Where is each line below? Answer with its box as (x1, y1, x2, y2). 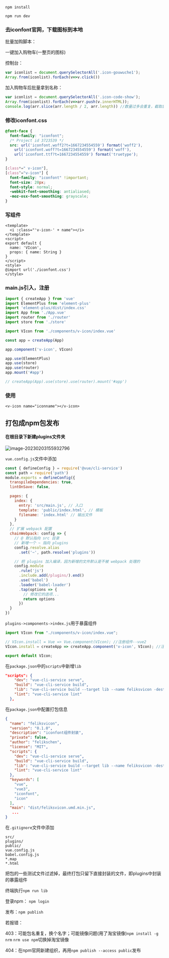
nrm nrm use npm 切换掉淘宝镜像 (5, 937, 69, 943)
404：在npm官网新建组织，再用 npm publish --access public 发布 (5, 947, 141, 953)
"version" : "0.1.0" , (10, 726, 53, 731)
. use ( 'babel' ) (18, 578, 49, 583)
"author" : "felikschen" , (10, 740, 62, 745)
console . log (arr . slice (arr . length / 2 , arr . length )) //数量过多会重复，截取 (5, 104, 162, 109)
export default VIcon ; (5, 653, 53, 658)
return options (23, 596, 55, 602)
